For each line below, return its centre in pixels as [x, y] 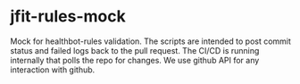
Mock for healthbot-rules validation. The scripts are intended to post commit [150, 41]
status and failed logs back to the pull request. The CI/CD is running [135, 50]
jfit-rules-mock [68, 17]
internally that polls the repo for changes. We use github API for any [135, 60]
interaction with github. [53, 70]
